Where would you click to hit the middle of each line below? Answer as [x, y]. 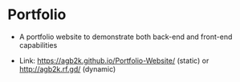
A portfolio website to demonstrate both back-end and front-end [126, 37]
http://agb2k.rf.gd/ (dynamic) [67, 68]
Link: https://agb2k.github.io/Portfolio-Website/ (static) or [114, 61]
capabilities [38, 45]
